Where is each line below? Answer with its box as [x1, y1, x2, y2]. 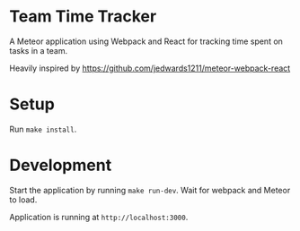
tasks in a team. [9, 45, 68, 56]
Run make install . [9, 124, 77, 134]
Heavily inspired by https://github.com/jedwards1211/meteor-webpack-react [9, 63, 291, 73]
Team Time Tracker [9, 6, 157, 27]
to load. [9, 194, 38, 205]
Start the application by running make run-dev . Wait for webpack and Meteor [9, 184, 291, 195]
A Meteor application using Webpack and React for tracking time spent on [9, 36, 283, 47]
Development [9, 155, 112, 175]
